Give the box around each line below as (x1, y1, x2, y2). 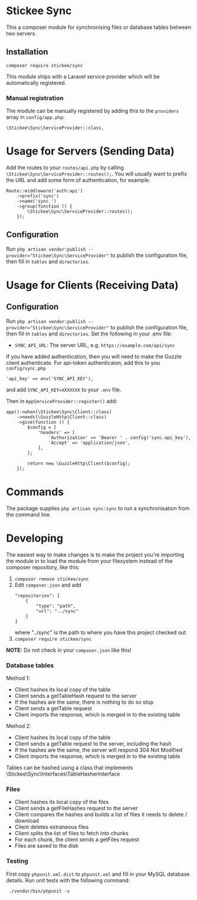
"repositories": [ (14, 592, 60, 599)
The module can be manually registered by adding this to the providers (6, 107, 179, 114)
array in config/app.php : (6, 114, 65, 121)
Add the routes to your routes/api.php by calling (6, 164, 124, 171)
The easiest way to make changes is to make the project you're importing (6, 551, 185, 558)
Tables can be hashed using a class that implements (6, 764, 133, 771)
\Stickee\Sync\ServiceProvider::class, (6, 125, 104, 131)
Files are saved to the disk (14, 842, 78, 849)
